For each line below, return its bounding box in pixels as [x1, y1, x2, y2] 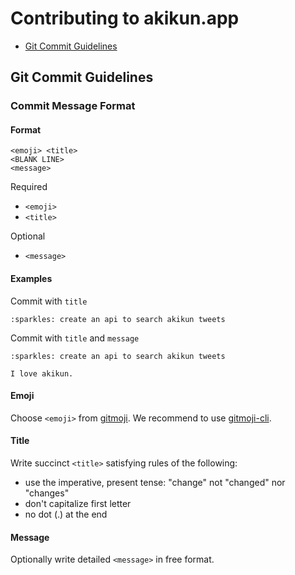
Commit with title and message [10, 332, 140, 344]
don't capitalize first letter [24, 498, 132, 510]
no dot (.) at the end [24, 508, 108, 521]
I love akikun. [10, 368, 74, 379]
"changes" [24, 487, 70, 499]
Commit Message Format [10, 99, 136, 113]
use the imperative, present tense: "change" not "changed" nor [24, 477, 286, 489]
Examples [10, 273, 53, 285]
